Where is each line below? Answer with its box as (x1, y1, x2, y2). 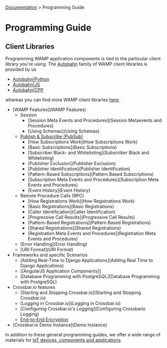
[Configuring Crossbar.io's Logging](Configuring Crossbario (20, 306, 146, 312)
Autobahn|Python (12, 76, 50, 82)
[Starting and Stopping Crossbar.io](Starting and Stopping (20, 290, 142, 295)
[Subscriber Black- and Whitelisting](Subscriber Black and (27, 149, 149, 156)
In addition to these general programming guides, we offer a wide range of (5, 332, 161, 337)
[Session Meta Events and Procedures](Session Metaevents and (27, 118, 162, 123)
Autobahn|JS (12, 82, 40, 88)
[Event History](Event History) (27, 187, 91, 193)
